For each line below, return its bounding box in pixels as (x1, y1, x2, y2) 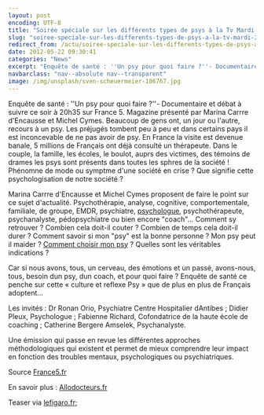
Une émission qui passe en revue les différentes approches (8, 335, 200, 344)
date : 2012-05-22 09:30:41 (8, 48, 97, 56)
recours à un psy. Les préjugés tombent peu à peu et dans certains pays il (8, 123, 248, 134)
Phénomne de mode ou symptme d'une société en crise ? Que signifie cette (8, 166, 254, 175)
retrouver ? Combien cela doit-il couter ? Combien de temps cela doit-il (8, 222, 238, 232)
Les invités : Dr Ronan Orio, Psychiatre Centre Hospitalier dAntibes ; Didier (8, 303, 249, 313)
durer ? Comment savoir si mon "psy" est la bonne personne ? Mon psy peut (8, 231, 256, 241)
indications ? (8, 248, 49, 257)
